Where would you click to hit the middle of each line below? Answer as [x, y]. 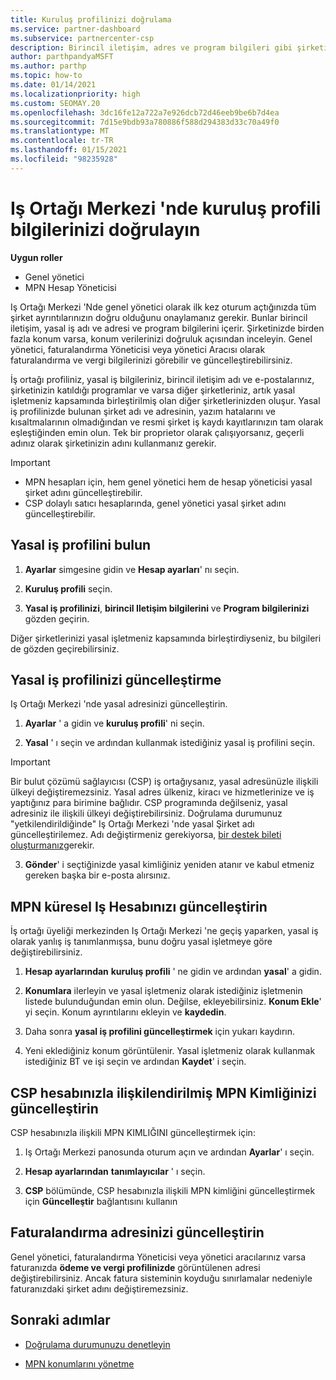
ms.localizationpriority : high [75, 94]
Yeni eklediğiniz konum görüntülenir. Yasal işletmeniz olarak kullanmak [170, 1051]
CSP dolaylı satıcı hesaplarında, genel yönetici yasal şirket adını [155, 503]
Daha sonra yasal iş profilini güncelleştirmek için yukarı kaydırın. [160, 1032]
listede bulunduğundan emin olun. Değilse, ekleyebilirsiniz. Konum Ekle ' [173, 1002]
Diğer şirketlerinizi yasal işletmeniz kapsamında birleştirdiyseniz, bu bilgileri [166, 638]
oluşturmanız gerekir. [52, 845]
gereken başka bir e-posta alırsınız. [97, 875]
